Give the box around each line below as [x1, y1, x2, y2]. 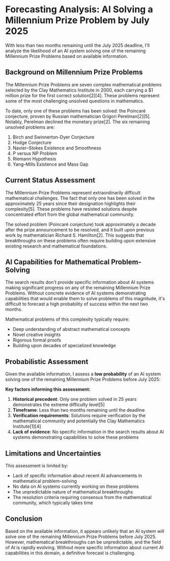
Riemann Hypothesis [12, 155, 56, 162]
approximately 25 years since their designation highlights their [5, 200, 136, 207]
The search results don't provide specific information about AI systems [5, 279, 154, 285]
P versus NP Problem [12, 150, 58, 156]
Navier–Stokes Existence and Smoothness [12, 145, 101, 151]
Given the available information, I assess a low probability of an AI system [5, 371, 161, 377]
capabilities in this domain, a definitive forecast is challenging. [5, 550, 136, 556]
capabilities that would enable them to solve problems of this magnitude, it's [5, 296, 165, 302]
